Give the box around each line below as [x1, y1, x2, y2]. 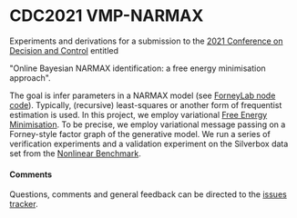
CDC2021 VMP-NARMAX [9, 5, 204, 26]
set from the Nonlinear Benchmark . [9, 147, 141, 159]
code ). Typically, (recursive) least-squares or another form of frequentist [9, 99, 282, 110]
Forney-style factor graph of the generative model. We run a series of [9, 128, 271, 139]
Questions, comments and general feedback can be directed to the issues [9, 189, 287, 200]
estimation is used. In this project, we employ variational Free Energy [9, 109, 268, 120]
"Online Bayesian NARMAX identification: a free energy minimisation [9, 63, 266, 74]
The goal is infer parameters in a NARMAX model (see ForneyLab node [9, 90, 276, 101]
